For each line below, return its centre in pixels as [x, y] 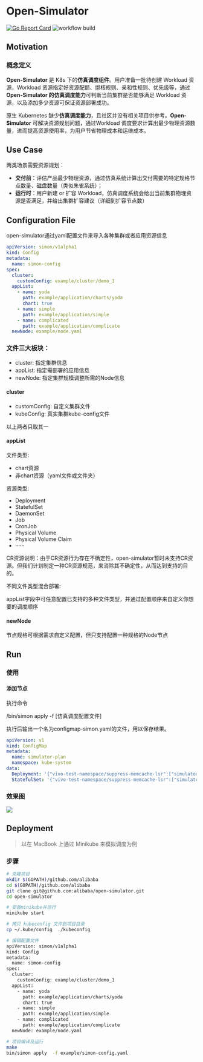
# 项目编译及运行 [25, 1041]
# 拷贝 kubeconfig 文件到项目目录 [46, 924]
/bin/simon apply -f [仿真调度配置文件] [54, 715]
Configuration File [41, 220]
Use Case [25, 150]
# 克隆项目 [18, 874]
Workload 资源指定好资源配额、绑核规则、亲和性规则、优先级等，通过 [103, 87]
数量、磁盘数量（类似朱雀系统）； [61, 185]
